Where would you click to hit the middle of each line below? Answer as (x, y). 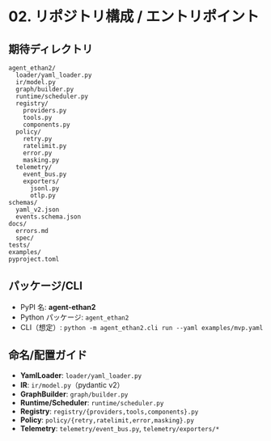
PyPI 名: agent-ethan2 (58, 307)
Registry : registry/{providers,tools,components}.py (109, 411)
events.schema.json (49, 217)
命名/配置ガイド (48, 356)
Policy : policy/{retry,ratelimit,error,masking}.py (107, 420)
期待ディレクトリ (51, 49)
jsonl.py (44, 189)
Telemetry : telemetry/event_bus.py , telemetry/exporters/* (120, 428)
